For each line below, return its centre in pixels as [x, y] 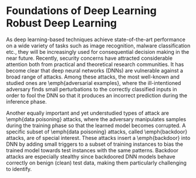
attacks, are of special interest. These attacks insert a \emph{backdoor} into [98, 138]
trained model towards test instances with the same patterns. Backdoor [92, 150]
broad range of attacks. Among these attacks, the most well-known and [93, 77]
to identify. [19, 169]
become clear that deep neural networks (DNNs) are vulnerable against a [95, 70]
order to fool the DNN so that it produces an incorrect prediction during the [97, 95]
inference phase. [26, 101]
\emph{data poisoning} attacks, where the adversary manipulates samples [96, 119]
